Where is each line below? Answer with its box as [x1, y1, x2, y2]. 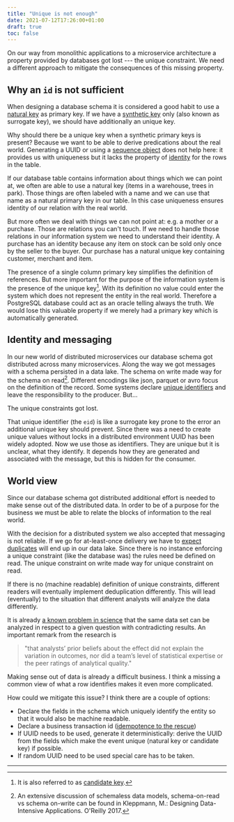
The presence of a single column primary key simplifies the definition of [7, 268, 214, 277]
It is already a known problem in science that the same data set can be [7, 616, 210, 624]
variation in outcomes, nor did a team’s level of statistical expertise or [24, 652, 224, 660]
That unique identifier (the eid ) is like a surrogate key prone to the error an [7, 418, 221, 426]
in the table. [7, 161, 42, 169]
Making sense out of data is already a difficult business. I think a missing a [7, 673, 221, 681]
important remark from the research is [7, 631, 117, 639]
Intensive [17, 807, 44, 814]
